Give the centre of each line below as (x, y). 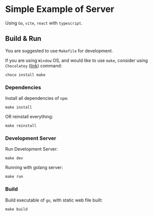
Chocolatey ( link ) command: (34, 65)
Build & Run (23, 39)
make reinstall (21, 126)
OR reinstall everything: (29, 117)
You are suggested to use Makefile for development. (59, 50)
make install (19, 108)
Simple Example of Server (60, 9)
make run (14, 177)
